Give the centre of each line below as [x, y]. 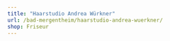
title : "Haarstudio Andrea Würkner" [61, 14]
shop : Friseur [28, 26]
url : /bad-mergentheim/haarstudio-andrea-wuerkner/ [85, 20]
